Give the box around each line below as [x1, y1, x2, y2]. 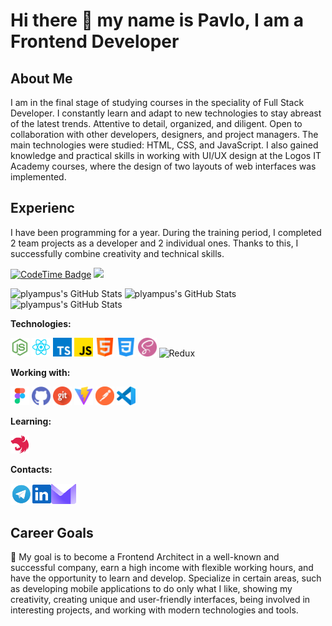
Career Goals [10, 525, 94, 542]
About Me [10, 70, 73, 87]
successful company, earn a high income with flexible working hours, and [10, 562, 314, 574]
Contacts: [10, 463, 53, 475]
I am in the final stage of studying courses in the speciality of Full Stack [10, 97, 305, 108]
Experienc [10, 200, 75, 217]
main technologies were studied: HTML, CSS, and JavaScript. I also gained [10, 139, 319, 151]
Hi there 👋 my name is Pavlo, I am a [10, 9, 305, 32]
